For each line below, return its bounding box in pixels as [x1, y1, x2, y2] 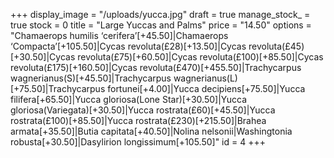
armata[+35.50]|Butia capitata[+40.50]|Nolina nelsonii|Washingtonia [10, 125, 293, 137]
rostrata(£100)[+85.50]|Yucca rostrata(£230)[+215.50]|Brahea [10, 115, 267, 126]
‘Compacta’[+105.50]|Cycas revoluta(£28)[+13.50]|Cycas [10, 40, 247, 52]
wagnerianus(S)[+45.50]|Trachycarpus [10, 72, 172, 84]
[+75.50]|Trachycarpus [10, 83, 106, 94]
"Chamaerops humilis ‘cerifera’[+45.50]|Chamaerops [10, 30, 229, 41]
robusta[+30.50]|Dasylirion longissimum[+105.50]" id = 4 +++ [10, 136, 266, 148]
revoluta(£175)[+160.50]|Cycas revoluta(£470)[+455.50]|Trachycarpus [10, 62, 302, 73]
